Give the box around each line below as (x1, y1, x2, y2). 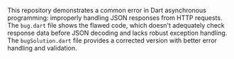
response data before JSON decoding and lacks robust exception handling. (7, 28, 228, 37)
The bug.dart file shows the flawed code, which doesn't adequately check (7, 21, 225, 29)
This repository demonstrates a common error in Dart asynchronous (7, 6, 207, 14)
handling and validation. (7, 44, 77, 52)
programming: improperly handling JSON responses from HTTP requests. (7, 14, 223, 22)
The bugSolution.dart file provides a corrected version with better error (7, 36, 218, 45)
